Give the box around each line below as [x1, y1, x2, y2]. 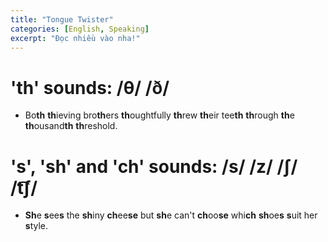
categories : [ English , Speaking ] [10, 24, 150, 34]
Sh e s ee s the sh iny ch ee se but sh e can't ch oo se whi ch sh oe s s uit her [24, 209, 318, 221]
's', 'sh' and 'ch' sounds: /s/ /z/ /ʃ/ [10, 155, 298, 178]
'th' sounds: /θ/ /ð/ [10, 76, 170, 99]
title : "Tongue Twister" [10, 14, 114, 25]
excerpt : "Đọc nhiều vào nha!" [10, 33, 141, 43]
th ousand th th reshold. [24, 120, 118, 132]
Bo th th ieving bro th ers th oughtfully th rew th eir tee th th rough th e [24, 109, 295, 121]
